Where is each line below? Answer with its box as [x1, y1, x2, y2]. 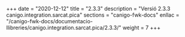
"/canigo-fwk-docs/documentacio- [6, 18, 93, 24]
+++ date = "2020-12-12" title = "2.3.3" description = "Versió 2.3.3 [6, 5, 171, 12]
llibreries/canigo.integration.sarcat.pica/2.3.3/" [6, 24, 122, 31]
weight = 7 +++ [122, 24, 160, 31]
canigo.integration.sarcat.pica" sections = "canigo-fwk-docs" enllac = [6, 11, 180, 18]
